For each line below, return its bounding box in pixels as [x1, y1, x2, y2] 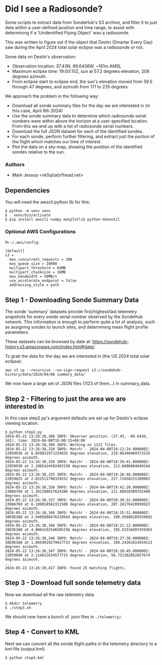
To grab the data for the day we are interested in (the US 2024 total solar [5, 353, 150, 359]
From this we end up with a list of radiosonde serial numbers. [12, 123, 134, 129]
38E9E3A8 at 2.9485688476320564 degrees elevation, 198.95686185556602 [5, 515, 152, 519]
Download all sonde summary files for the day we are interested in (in [12, 102, 151, 108]
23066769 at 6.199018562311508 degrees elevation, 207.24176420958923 [5, 501, 150, 507]
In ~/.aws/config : [5, 239, 40, 245]
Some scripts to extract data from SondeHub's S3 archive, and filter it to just [5, 19, 157, 25]
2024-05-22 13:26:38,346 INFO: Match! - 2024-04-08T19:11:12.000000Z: [5, 523, 150, 528]
